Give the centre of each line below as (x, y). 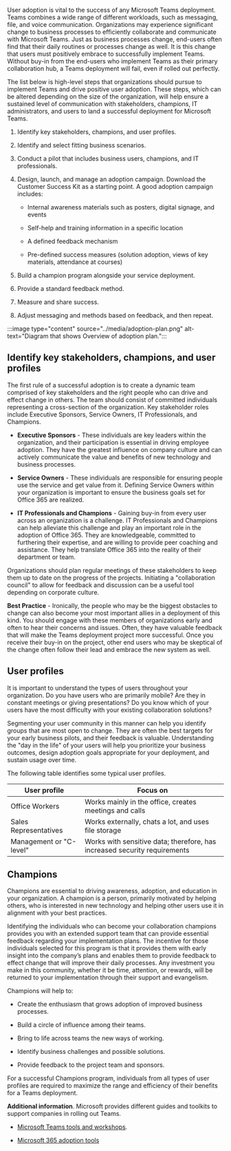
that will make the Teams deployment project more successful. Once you (110, 635)
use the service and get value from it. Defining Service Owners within (115, 485)
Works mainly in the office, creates (141, 802)
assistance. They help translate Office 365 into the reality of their (109, 549)
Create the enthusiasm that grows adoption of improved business (110, 1004)
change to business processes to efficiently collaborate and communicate (112, 32)
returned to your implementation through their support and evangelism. (108, 977)
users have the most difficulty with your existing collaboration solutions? (109, 710)
